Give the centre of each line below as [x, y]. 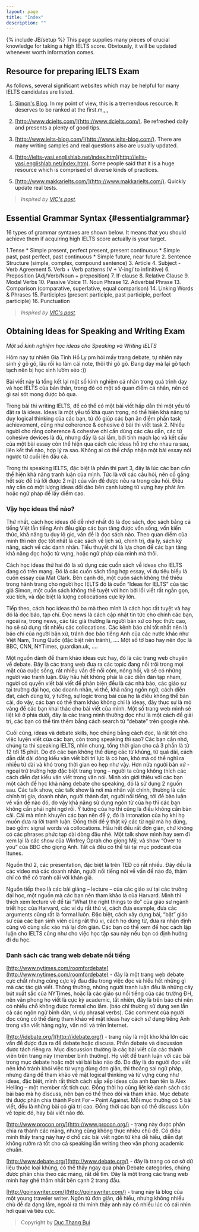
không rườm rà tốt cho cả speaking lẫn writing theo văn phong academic [95, 1144]
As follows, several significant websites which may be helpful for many [93, 86]
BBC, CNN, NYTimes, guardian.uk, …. [52, 646]
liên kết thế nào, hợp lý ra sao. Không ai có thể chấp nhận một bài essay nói [99, 450]
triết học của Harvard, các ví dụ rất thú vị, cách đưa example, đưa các [91, 908]
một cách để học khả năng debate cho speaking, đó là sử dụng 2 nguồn [94, 784]
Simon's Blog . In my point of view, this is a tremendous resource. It [96, 104]
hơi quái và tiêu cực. [31, 1211]
